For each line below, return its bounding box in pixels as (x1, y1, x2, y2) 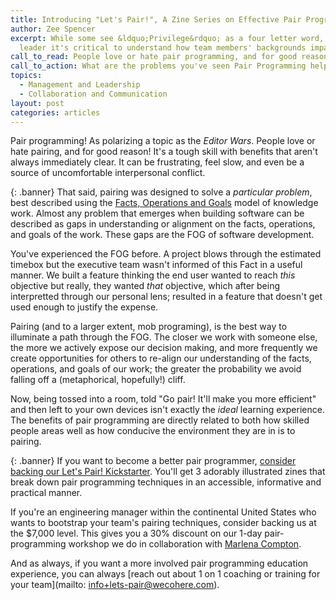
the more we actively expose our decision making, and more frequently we (10, 342, 318, 354)
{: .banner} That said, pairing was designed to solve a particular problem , (10, 186, 313, 198)
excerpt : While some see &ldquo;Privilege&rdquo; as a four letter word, (10, 33, 325, 43)
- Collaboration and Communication (19, 89, 168, 99)
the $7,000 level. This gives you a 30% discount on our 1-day (10, 527, 263, 540)
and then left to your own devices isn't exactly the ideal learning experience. (10, 404, 325, 416)
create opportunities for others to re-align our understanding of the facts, (10, 352, 312, 365)
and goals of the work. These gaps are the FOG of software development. (10, 229, 315, 241)
